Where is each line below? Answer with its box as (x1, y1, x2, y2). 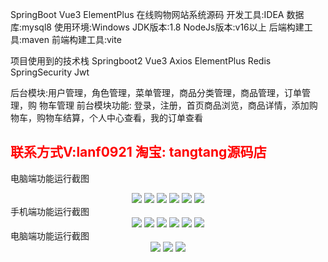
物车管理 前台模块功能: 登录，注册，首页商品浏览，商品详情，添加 (38, 99, 310, 111)
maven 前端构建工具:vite (21, 34, 122, 45)
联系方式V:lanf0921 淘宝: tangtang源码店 (10, 144, 267, 161)
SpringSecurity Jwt (10, 66, 90, 78)
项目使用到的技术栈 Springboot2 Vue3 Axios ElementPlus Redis (10, 55, 272, 67)
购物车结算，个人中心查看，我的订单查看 (36, 112, 203, 123)
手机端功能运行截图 (10, 205, 90, 217)
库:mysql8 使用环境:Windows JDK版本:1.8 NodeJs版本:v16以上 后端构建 (10, 21, 305, 33)
